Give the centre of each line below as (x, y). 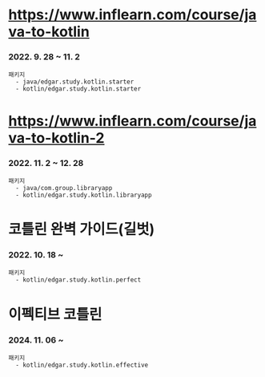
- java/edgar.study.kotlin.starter (75, 82)
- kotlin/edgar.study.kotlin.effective (82, 365)
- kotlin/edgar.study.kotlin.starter (78, 89)
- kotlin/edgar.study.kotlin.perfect (78, 280)
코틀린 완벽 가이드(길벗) (81, 229)
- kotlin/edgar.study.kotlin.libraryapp (84, 195)
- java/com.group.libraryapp (64, 188)
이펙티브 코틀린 (55, 314)
